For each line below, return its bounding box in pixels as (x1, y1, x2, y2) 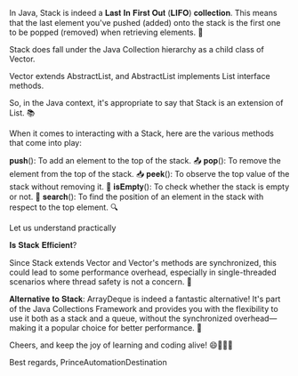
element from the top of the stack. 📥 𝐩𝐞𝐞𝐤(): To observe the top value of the (9, 169, 290, 179)
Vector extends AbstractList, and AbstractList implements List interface (9, 71, 270, 81)
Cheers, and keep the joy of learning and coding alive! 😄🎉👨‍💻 (9, 340, 233, 350)
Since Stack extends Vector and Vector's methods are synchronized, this (9, 258, 278, 268)
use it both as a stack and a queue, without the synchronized (9, 313, 233, 324)
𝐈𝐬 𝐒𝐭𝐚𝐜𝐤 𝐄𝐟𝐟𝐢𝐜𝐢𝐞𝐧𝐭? (9, 240, 77, 250)
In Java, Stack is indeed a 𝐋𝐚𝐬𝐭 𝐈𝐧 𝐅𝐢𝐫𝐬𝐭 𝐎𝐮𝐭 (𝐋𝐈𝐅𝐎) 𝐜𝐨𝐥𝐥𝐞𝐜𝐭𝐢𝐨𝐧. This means (9, 8, 278, 18)
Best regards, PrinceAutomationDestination (9, 357, 167, 367)
